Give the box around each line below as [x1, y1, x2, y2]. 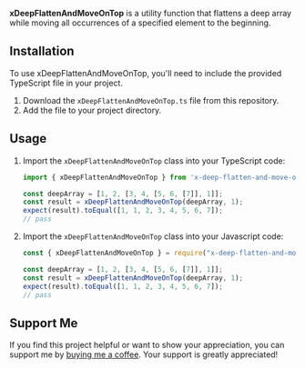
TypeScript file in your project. [9, 77, 123, 88]
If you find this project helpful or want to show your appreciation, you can [9, 340, 285, 351]
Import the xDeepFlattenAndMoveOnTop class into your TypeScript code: [22, 155, 286, 166]
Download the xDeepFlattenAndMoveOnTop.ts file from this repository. [22, 95, 280, 105]
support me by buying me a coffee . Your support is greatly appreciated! [9, 349, 279, 360]
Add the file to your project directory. [22, 105, 162, 115]
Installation [9, 44, 75, 59]
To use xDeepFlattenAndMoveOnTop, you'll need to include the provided [9, 67, 282, 78]
